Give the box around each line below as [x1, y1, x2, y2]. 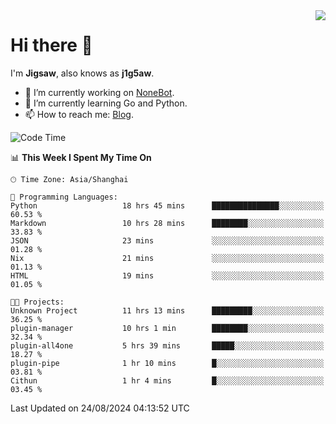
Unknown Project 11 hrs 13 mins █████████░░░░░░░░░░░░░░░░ [10, 305, 325, 316]
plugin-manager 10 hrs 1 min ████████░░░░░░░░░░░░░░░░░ [10, 323, 325, 333]
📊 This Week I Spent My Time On [10, 151, 152, 163]
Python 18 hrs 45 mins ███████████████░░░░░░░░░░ [10, 200, 325, 211]
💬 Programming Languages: [10, 192, 118, 202]
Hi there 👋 [10, 34, 93, 57]
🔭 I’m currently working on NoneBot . [24, 86, 175, 98]
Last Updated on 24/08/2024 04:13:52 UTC [10, 402, 190, 414]
